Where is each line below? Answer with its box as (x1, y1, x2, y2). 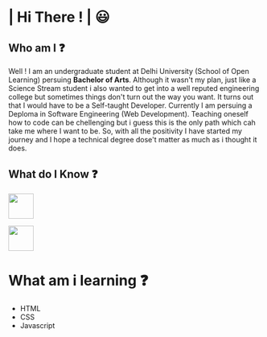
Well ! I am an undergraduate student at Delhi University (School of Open (8, 67, 249, 76)
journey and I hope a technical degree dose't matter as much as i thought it (8, 135, 257, 144)
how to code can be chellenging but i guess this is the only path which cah (8, 117, 256, 127)
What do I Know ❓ (8, 167, 98, 181)
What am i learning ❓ (8, 272, 149, 290)
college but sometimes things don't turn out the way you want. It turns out (8, 92, 254, 101)
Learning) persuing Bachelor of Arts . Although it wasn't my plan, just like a (8, 75, 257, 84)
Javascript (19, 320, 55, 330)
